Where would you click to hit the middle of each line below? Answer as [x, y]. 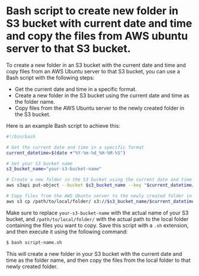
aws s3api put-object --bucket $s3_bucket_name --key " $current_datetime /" [102, 185]
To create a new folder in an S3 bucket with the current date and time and [96, 65]
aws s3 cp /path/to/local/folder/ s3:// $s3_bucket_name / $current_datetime [100, 201]
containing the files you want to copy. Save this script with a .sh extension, [97, 225]
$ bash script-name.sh [34, 242]
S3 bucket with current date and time [99, 23]
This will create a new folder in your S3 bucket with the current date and [94, 253]
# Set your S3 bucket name [39, 163]
